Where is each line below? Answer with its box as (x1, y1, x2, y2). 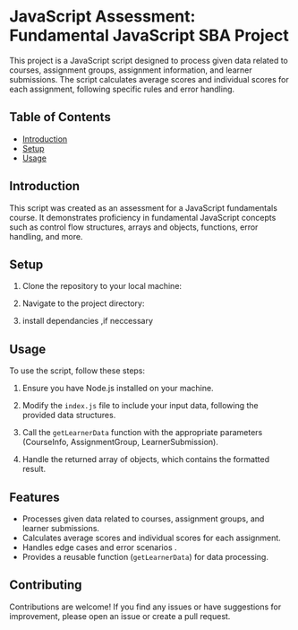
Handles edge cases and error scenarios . (21, 542, 177, 553)
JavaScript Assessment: (9, 6, 196, 27)
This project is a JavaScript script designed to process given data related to (9, 55, 289, 66)
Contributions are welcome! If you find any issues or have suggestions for (9, 601, 282, 612)
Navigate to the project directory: (21, 298, 145, 309)
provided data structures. (21, 410, 116, 421)
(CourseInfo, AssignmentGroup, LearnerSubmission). (21, 437, 219, 448)
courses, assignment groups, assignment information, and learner (9, 65, 252, 75)
